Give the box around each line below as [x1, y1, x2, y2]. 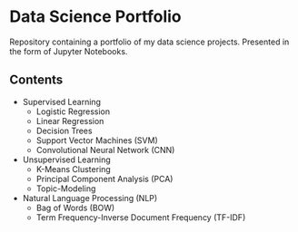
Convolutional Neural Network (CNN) [35, 144, 175, 155]
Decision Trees [35, 125, 93, 136]
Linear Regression [35, 115, 104, 126]
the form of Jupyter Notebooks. [9, 45, 128, 56]
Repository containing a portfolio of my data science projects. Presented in [9, 36, 290, 47]
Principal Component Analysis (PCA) [35, 173, 174, 184]
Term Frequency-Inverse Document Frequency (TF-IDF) [35, 211, 246, 223]
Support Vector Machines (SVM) [35, 134, 158, 146]
